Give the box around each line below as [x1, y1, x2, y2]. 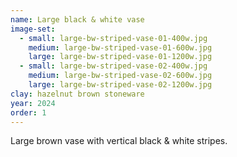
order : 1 [10, 107, 47, 118]
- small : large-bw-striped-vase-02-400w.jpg [19, 61, 208, 71]
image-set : [10, 24, 56, 34]
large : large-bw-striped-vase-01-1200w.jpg [28, 52, 213, 62]
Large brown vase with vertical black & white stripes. [10, 135, 228, 147]
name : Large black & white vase [10, 14, 145, 25]
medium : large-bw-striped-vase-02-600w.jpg [28, 71, 213, 81]
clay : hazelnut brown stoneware [10, 89, 145, 99]
